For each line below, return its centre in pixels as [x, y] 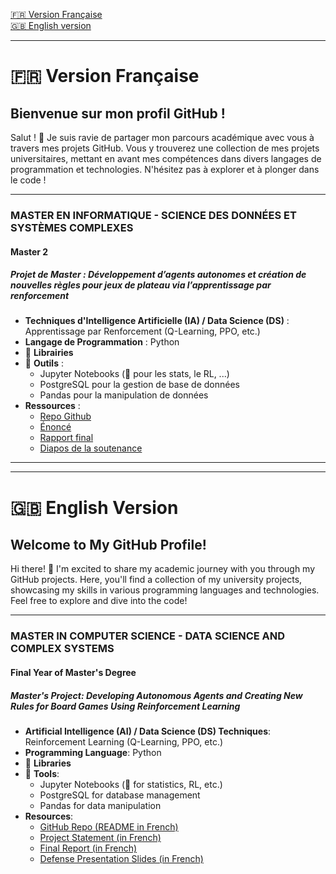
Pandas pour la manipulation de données [124, 395]
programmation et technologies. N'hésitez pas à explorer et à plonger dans [165, 169]
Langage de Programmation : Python [102, 342]
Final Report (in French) [88, 848]
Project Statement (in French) [100, 837]
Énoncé [55, 427]
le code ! [28, 180]
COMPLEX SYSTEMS [62, 649]
